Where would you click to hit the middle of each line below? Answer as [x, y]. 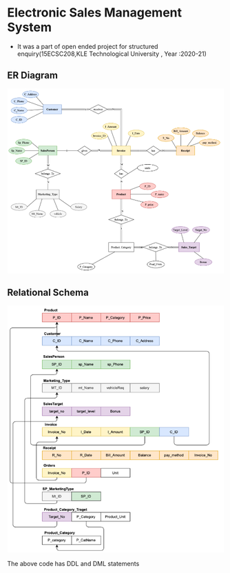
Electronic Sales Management [95, 13]
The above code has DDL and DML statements [73, 563]
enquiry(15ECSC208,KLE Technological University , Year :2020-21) [112, 54]
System [30, 27]
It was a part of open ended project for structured [87, 46]
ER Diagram [33, 76]
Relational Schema [48, 293]
